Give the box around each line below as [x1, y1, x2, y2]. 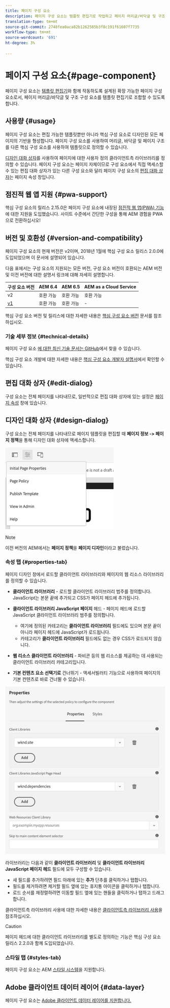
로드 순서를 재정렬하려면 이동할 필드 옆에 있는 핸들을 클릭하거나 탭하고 [12, 889, 151, 896]
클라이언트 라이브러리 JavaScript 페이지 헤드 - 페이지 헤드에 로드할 [12, 606, 146, 612]
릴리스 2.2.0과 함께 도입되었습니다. [5, 940, 75, 946]
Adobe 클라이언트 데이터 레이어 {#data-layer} [5, 983, 145, 992]
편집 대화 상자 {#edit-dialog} [5, 379, 93, 388]
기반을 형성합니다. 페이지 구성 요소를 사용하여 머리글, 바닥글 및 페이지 [18, 137, 156, 143]
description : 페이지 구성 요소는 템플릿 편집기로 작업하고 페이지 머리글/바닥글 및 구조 [5, 13, 165, 19]
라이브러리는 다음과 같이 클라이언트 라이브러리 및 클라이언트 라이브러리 [5, 859, 145, 866]
